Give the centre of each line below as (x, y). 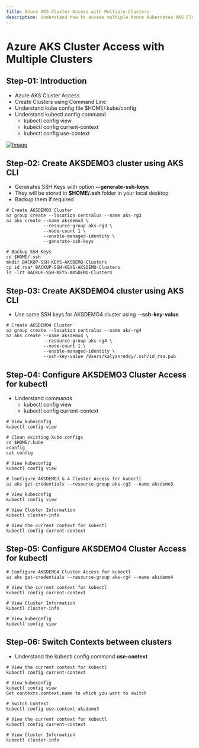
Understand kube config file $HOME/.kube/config (75, 108)
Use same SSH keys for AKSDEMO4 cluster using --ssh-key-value (97, 315)
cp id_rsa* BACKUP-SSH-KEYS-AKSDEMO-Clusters (63, 268)
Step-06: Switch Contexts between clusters (89, 642)
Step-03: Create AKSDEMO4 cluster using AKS (95, 291)
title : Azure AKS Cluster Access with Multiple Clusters (78, 12)
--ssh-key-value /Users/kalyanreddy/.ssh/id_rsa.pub (110, 357)
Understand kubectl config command (60, 114)
